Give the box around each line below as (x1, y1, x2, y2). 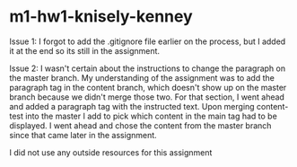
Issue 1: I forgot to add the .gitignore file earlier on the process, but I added (9, 36, 286, 47)
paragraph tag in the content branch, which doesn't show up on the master (9, 82, 287, 92)
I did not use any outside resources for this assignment (9, 146, 213, 158)
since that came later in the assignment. (9, 129, 157, 140)
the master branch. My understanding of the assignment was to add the (9, 72, 275, 83)
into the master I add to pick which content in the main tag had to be (25, 110, 278, 121)
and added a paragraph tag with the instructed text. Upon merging (9, 101, 255, 111)
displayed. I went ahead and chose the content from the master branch (9, 119, 272, 131)
